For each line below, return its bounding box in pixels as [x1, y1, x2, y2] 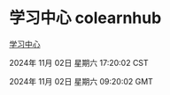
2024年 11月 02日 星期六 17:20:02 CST [9, 57, 149, 68]
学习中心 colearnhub [9, 8, 162, 28]
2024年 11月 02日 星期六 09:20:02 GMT [9, 76, 153, 86]
